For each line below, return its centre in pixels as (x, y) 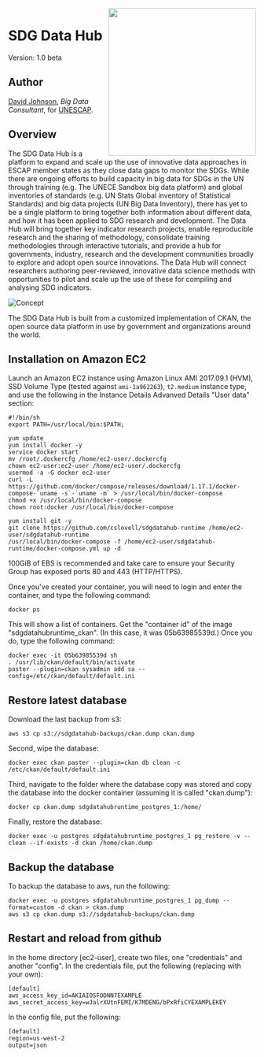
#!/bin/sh (24, 418)
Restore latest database (68, 700)
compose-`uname (33, 494)
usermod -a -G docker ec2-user (59, 473)
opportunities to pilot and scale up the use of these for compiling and (120, 279)
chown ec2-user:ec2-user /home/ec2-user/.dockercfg (94, 466)
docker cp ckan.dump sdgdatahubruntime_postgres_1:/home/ (105, 807)
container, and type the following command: (79, 595)
